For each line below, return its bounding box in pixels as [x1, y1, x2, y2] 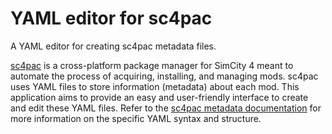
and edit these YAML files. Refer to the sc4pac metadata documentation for [10, 102, 322, 114]
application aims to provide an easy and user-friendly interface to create [10, 91, 309, 103]
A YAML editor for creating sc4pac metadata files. [10, 40, 217, 52]
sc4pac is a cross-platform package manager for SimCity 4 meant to [10, 59, 294, 71]
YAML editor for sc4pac [10, 7, 213, 30]
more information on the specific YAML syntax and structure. [10, 112, 262, 124]
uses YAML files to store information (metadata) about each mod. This [10, 80, 300, 92]
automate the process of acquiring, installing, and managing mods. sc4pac [10, 70, 319, 82]
